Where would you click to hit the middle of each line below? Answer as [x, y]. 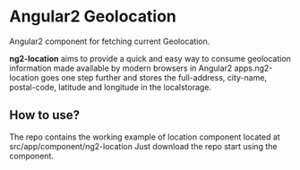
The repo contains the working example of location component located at [145, 137]
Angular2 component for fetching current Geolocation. [110, 41]
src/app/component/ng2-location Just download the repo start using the [143, 146]
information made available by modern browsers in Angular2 [121, 68]
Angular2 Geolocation [93, 17]
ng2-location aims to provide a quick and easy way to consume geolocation [150, 58]
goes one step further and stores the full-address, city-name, [154, 77]
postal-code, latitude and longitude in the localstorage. [111, 87]
